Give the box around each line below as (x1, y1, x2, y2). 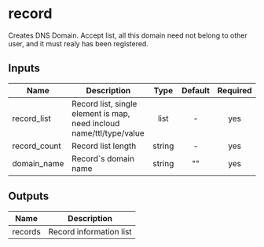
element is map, (71, 107, 130, 118)
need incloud (71, 118, 120, 129)
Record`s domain (71, 153, 135, 164)
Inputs (8, 62, 41, 75)
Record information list (48, 226, 132, 237)
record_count (12, 140, 61, 151)
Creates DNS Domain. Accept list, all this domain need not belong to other (8, 31, 247, 40)
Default (181, 85, 211, 96)
